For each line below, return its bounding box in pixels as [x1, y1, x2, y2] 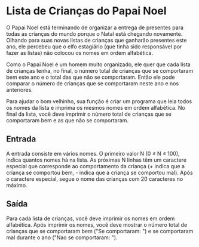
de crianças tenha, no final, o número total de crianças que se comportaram [6, 67, 194, 74]
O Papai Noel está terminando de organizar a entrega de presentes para [6, 24, 184, 31]
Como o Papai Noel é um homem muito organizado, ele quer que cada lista [6, 61, 191, 68]
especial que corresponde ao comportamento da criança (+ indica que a [6, 162, 185, 169]
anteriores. [6, 86, 33, 93]
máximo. [6, 181, 27, 189]
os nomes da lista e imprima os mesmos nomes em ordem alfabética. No [6, 104, 185, 111]
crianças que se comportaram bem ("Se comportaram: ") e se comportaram [6, 227, 194, 234]
